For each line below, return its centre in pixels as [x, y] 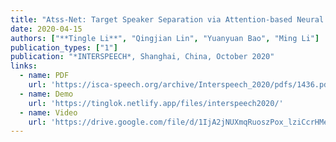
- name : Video [48, 112]
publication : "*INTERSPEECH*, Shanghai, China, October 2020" [142, 57]
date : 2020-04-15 [46, 29]
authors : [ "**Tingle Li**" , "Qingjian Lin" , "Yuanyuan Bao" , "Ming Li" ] [165, 38]
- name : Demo [46, 94]
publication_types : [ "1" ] [64, 47]
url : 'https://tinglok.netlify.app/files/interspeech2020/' [156, 103]
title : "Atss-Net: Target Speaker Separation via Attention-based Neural [167, 19]
